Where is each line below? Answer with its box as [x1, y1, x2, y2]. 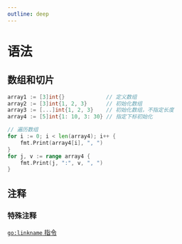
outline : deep [7, 10, 50, 18]
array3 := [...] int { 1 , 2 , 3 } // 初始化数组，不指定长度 [7, 106, 174, 114]
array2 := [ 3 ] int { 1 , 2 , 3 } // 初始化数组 [7, 100, 143, 107]
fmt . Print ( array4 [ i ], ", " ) [20, 139, 103, 146]
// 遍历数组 [7, 126, 39, 133]
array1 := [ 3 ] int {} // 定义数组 [7, 93, 137, 101]
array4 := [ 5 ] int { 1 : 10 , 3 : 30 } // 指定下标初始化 [7, 113, 153, 121]
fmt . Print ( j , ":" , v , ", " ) [20, 159, 103, 166]
